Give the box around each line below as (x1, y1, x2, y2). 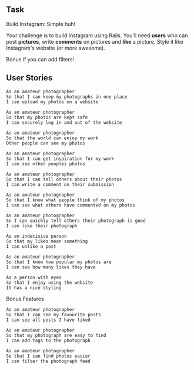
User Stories (6, 73, 53, 83)
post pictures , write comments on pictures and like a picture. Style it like (6, 38, 183, 45)
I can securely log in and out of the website (6, 119, 122, 126)
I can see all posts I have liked (6, 317, 91, 323)
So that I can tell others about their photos (6, 176, 122, 182)
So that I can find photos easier (6, 353, 91, 359)
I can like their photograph (6, 222, 78, 229)
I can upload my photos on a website (6, 99, 99, 105)
